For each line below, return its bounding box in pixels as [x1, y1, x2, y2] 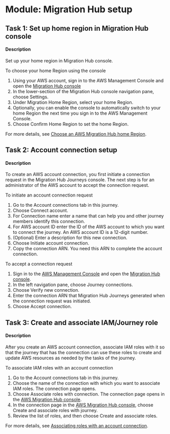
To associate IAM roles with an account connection [5, 364, 114, 371]
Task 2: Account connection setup [5, 146, 118, 155]
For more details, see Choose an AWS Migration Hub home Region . [5, 131, 147, 137]
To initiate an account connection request [5, 192, 93, 198]
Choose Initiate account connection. [12, 240, 90, 246]
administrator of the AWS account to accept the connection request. [5, 182, 150, 188]
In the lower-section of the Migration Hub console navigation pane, [12, 88, 155, 94]
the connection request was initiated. [12, 298, 91, 304]
